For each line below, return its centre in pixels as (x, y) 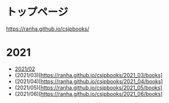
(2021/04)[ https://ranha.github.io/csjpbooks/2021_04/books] (89, 81)
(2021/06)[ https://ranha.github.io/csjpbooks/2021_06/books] (89, 94)
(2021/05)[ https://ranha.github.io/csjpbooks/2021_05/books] (88, 87)
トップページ (37, 12)
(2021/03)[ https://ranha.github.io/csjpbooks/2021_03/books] (89, 75)
